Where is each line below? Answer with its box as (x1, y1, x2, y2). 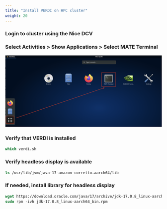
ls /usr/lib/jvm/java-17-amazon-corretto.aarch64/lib (5, 170, 119, 175)
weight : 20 (5, 13, 28, 18)
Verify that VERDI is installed (5, 135, 76, 141)
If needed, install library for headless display (5, 182, 115, 189)
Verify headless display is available (5, 158, 92, 165)
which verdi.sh (5, 146, 37, 151)
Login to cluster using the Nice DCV (5, 30, 93, 37)
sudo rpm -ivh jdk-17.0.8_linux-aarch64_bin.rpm (5, 199, 108, 204)
